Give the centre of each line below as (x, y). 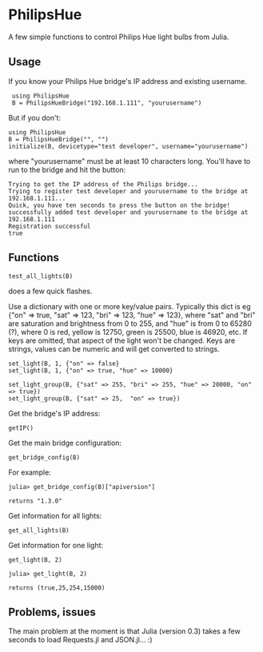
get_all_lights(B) (39, 530)
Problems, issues (52, 612)
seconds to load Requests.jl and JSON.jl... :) (80, 640)
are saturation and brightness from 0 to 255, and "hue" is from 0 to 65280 (130, 323)
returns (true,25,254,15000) (57, 588)
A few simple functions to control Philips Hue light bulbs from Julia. (119, 37)
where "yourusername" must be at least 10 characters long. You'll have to (130, 161)
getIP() (21, 428)
